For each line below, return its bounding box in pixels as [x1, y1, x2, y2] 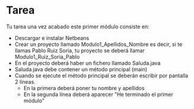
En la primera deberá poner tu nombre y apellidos [23, 84, 145, 91]
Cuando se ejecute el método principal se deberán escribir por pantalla [14, 72, 188, 79]
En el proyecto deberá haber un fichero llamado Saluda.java [14, 60, 161, 67]
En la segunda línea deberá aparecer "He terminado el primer [23, 91, 173, 98]
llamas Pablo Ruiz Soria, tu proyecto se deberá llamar [14, 47, 145, 54]
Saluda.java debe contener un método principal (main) [14, 65, 148, 72]
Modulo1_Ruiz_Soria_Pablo [14, 53, 80, 60]
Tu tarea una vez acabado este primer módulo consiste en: [6, 23, 150, 30]
